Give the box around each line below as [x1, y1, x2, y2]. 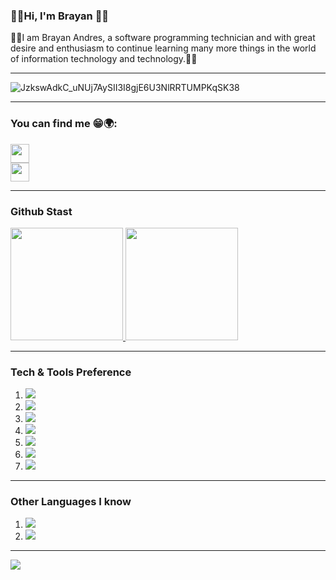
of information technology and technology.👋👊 [10, 53, 198, 65]
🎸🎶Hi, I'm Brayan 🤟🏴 [10, 9, 110, 23]
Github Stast [10, 204, 73, 218]
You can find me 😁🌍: [10, 117, 118, 131]
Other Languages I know [10, 495, 132, 509]
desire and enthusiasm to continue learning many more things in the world [10, 42, 317, 54]
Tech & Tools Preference [10, 365, 132, 379]
